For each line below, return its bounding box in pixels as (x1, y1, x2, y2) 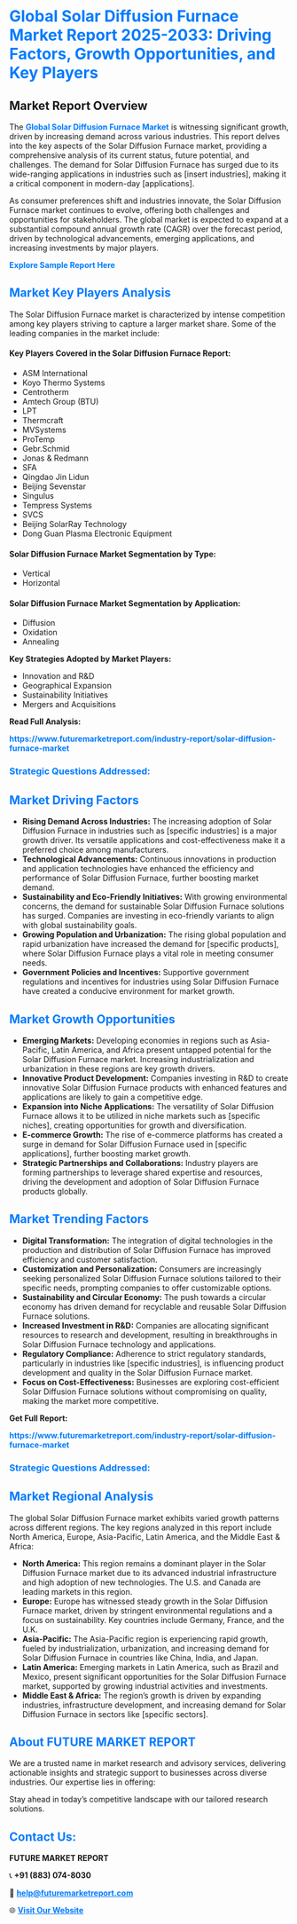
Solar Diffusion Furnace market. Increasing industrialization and (21, 1053, 254, 1064)
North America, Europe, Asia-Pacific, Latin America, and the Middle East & (9, 1531, 281, 1542)
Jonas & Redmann (21, 453, 89, 463)
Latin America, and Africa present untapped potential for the (51, 1045, 272, 1055)
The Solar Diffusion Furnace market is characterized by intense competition (9, 309, 285, 319)
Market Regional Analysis (9, 1489, 154, 1504)
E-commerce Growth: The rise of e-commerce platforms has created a (21, 1129, 284, 1139)
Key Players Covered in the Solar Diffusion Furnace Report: (9, 348, 231, 359)
